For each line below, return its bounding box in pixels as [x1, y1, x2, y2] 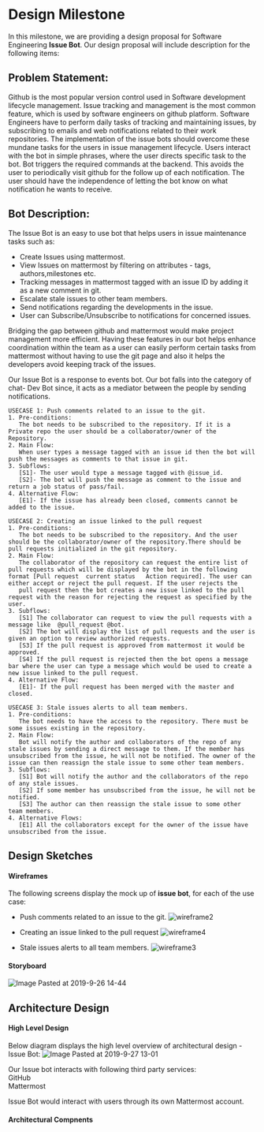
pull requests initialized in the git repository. [8, 544, 178, 553]
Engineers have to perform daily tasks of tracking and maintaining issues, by [8, 117, 257, 127]
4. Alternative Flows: [8, 814, 83, 822]
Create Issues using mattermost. [19, 252, 126, 261]
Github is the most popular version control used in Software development [8, 92, 246, 102]
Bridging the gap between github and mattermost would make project [8, 326, 234, 335]
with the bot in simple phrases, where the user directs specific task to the [8, 151, 247, 160]
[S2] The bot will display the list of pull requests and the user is [18, 627, 256, 636]
